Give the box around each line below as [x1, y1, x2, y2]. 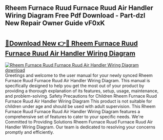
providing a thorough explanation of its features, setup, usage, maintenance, [5, 88, 159, 94]
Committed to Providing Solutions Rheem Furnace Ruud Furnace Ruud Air [5, 119, 153, 124]
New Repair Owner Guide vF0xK [5, 19, 105, 27]
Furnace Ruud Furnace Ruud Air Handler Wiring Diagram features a [5, 109, 141, 114]
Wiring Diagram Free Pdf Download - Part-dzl [5, 12, 145, 20]
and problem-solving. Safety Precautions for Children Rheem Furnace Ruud [5, 93, 157, 99]
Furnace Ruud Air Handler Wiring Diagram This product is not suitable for [5, 98, 152, 104]
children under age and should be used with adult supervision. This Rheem [5, 104, 156, 109]
